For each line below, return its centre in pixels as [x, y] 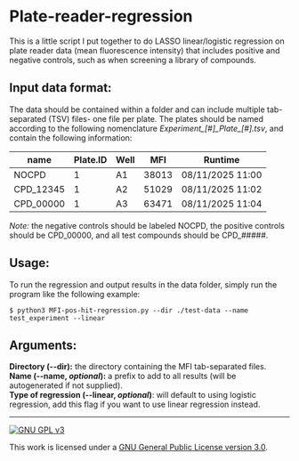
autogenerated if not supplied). [66, 385]
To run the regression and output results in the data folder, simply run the [143, 284]
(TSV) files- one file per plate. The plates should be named [156, 118]
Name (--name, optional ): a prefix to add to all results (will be [123, 376]
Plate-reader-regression [101, 16]
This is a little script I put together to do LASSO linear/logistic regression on [147, 41]
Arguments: [43, 345]
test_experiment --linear [57, 318]
